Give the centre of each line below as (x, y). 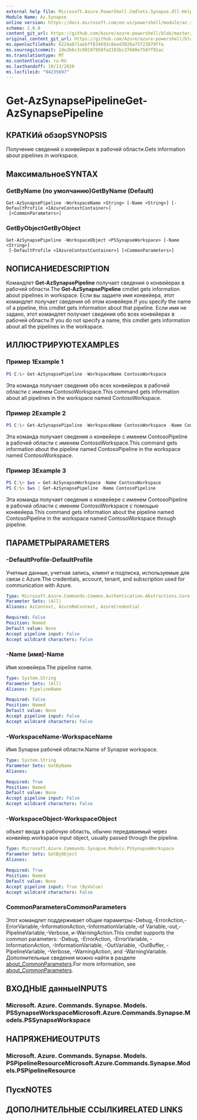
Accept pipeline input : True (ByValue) (55, 887)
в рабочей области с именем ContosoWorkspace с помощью (82, 506)
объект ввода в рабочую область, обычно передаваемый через (86, 831)
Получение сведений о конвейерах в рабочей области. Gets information (96, 149)
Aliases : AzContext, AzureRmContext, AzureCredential (73, 607)
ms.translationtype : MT (35, 55)
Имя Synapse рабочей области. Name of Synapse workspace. (82, 750)
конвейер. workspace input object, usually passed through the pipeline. (92, 838)
